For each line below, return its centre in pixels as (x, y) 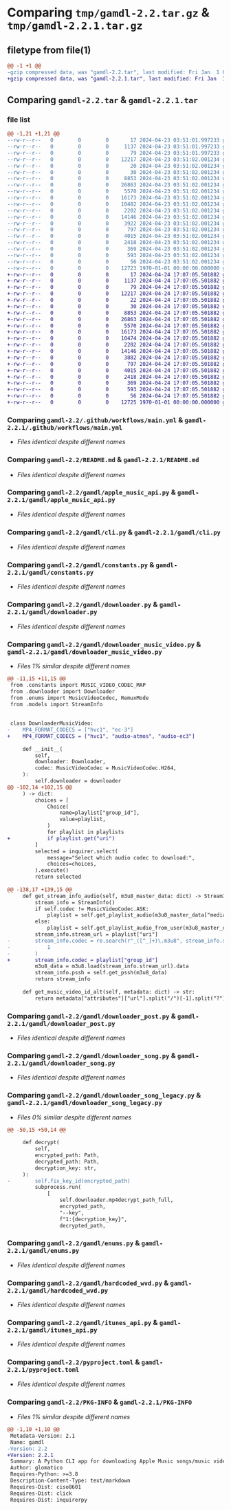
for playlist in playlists (86, 832)
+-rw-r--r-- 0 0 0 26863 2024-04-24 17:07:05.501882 (113, 319)
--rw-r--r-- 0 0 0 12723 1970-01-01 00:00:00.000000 (113, 268)
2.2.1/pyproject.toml (43, 1370)
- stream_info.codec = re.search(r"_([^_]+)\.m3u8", (95, 941)
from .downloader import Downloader (63, 691)
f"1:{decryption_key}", (93, 1219)
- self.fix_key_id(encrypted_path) (69, 1181)
